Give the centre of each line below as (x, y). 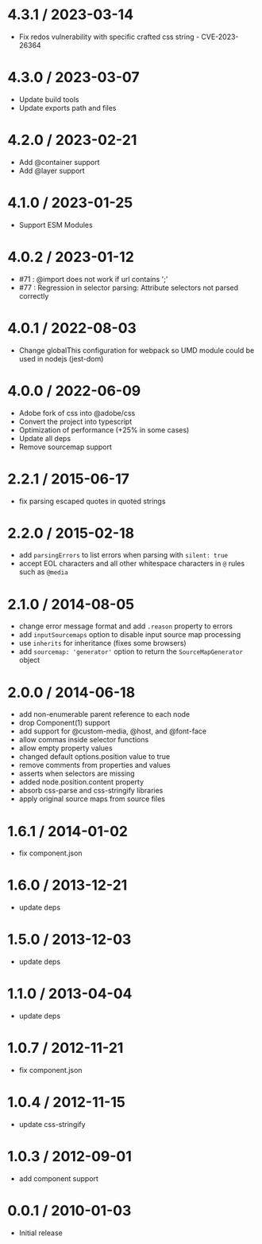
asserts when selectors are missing (77, 773)
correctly (34, 295)
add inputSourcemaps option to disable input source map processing (130, 635)
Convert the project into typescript (75, 421)
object (29, 660)
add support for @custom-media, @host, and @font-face (113, 731)
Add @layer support (52, 170)
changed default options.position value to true (94, 757)
